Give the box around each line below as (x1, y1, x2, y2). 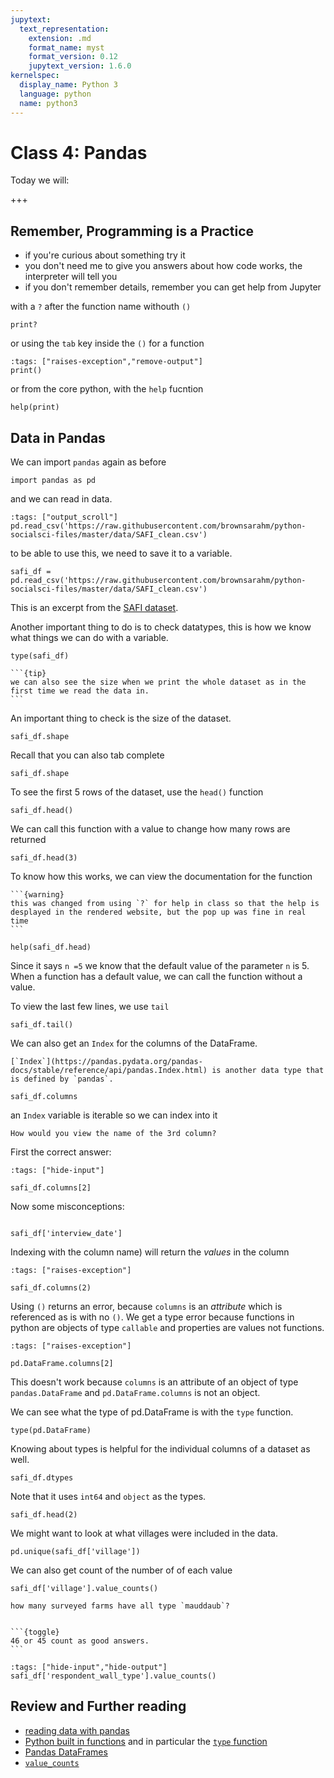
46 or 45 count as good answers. (10, 1636, 150, 1646)
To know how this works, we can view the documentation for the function (10, 871, 313, 883)
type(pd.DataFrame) (10, 1426, 92, 1436)
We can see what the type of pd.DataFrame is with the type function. (10, 1406, 294, 1418)
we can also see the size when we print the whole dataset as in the (10, 677, 307, 688)
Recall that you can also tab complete (10, 749, 165, 761)
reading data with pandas (24, 1724, 130, 1736)
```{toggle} (10, 1627, 60, 1638)
